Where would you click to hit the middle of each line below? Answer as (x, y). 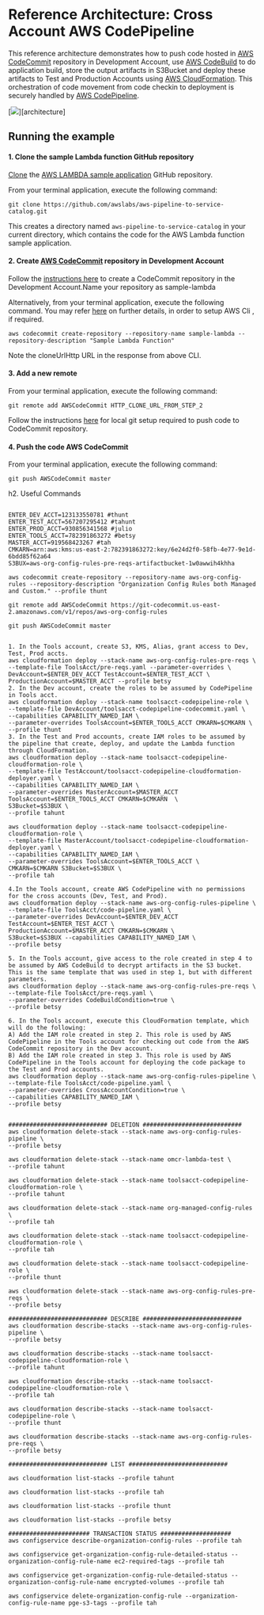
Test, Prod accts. (38, 654)
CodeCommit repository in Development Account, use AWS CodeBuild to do (132, 62)
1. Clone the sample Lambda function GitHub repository (101, 157)
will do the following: (47, 1028)
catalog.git (28, 211)
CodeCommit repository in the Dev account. (81, 1049)
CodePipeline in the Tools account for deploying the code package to (127, 1063)
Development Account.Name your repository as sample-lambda (112, 287)
